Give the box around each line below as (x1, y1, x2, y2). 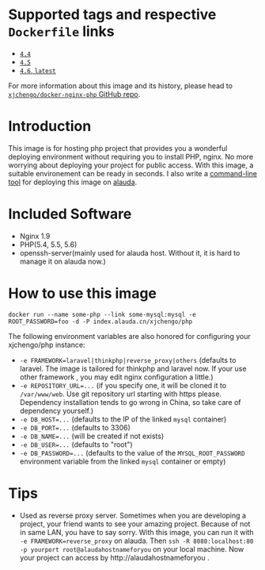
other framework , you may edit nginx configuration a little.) (19, 372, 214, 382)
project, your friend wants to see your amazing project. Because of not (19, 518, 251, 529)
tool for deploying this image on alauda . (8, 177, 138, 187)
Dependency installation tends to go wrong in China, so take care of (19, 397, 241, 406)
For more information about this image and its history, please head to (8, 81, 233, 91)
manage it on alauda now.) (19, 256, 106, 266)
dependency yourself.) (19, 406, 94, 415)
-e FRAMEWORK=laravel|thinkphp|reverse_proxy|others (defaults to (19, 355, 237, 364)
